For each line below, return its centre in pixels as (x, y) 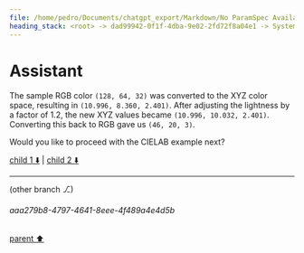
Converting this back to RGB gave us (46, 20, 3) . (103, 125)
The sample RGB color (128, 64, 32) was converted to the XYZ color (139, 96)
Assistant (46, 71)
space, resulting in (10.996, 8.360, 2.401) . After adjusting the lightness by (150, 106)
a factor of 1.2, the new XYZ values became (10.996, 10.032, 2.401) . (139, 115)
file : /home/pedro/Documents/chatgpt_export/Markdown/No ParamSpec (139, 18)
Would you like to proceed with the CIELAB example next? (117, 142)
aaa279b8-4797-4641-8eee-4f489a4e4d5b (92, 211)
